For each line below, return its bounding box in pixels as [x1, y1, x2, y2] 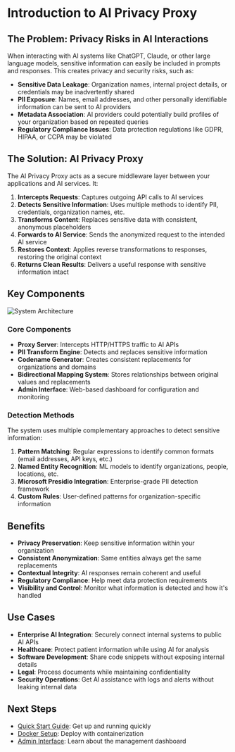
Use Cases [7, 611, 56, 624]
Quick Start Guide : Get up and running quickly [17, 722, 151, 730]
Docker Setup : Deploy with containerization [17, 729, 144, 737]
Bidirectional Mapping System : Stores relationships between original [17, 370, 220, 378]
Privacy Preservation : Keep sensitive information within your [17, 539, 195, 547]
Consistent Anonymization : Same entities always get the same [17, 554, 202, 563]
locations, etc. [17, 470, 59, 478]
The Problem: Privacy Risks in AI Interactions [7, 33, 209, 45]
